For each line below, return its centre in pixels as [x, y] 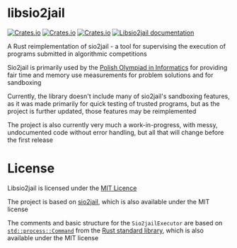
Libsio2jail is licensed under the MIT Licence [72, 188]
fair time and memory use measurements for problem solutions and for [110, 75]
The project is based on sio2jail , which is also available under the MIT [109, 201]
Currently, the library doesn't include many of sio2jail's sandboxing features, [118, 96]
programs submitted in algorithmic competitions [77, 54]
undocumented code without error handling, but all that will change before [116, 132]
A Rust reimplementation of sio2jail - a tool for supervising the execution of [117, 46]
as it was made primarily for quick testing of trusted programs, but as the [114, 103]
